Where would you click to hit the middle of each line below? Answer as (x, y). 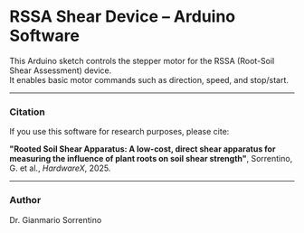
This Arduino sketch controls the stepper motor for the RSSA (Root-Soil (142, 61)
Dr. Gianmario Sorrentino (56, 219)
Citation (27, 112)
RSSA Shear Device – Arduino (123, 17)
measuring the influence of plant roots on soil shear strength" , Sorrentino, (151, 159)
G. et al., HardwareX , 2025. (60, 168)
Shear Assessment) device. (61, 70)
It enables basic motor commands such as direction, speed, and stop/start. (149, 79)
